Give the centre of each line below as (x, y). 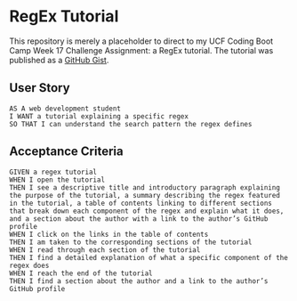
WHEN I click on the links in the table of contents (109, 234)
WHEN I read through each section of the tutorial (105, 250)
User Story (40, 88)
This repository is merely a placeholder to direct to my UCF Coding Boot (141, 41)
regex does (29, 265)
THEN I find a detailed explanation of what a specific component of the (149, 257)
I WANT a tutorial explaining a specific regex (99, 116)
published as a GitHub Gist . (59, 60)
